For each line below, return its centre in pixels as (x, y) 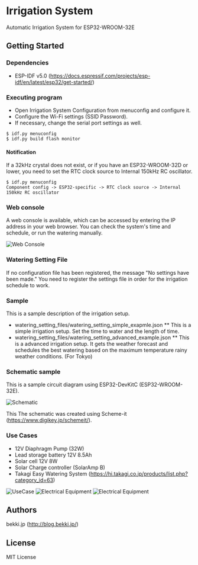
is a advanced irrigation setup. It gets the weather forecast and (91, 344)
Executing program (34, 97)
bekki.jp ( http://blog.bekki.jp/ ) (42, 524)
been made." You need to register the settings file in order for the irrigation (97, 279)
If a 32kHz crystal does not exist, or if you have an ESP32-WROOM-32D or (97, 165)
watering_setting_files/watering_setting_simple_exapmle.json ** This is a (103, 325)
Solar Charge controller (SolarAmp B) (60, 467)
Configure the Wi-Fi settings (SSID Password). (71, 116)
